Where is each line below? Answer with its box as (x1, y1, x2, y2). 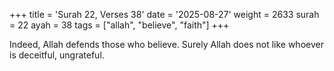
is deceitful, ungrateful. (9, 49, 105, 61)
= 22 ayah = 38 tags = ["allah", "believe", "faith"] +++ (9, 19, 230, 31)
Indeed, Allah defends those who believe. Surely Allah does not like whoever (9, 39, 324, 50)
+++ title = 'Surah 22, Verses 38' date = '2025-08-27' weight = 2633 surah (9, 9, 320, 20)
